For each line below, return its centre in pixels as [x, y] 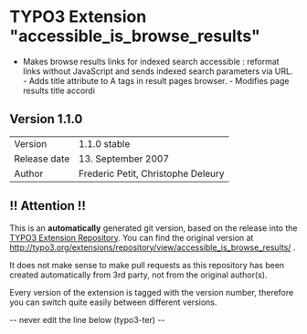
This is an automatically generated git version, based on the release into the [153, 228]
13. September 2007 [124, 159]
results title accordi [59, 90]
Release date [42, 159]
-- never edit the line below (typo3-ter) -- [88, 319]
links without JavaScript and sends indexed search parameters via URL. [158, 71]
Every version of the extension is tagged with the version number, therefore [152, 292]
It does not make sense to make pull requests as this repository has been [147, 265]
